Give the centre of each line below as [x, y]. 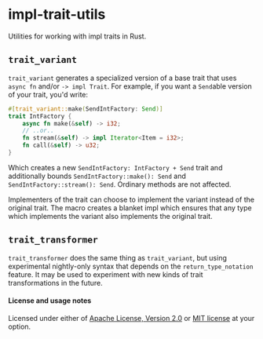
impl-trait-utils [57, 15]
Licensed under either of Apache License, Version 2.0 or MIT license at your [131, 318]
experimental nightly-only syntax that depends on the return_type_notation [131, 266]
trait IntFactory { [40, 116]
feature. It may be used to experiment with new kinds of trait [106, 274]
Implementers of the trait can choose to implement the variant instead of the [131, 199]
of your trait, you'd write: [48, 94]
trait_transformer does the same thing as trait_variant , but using [118, 257]
